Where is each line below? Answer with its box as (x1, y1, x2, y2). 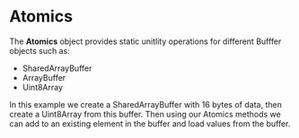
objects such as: (9, 45, 70, 56)
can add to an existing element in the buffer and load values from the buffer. (9, 118, 291, 129)
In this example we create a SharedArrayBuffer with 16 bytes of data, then (9, 99, 283, 109)
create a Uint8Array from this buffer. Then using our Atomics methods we (9, 108, 281, 119)
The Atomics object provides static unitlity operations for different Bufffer (9, 36, 282, 47)
